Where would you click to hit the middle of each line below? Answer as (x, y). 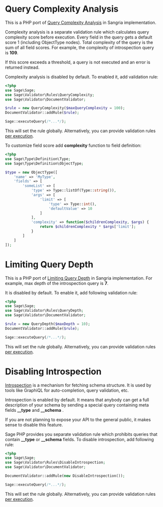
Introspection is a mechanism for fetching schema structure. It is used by (78, 385)
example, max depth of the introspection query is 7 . (57, 283)
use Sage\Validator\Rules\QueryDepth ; (44, 311)
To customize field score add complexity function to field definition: (73, 145)
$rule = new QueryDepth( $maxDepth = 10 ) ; (48, 324)
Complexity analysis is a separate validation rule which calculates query (77, 32)
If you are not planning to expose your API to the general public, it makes (78, 419)
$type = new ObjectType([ (31, 172)
